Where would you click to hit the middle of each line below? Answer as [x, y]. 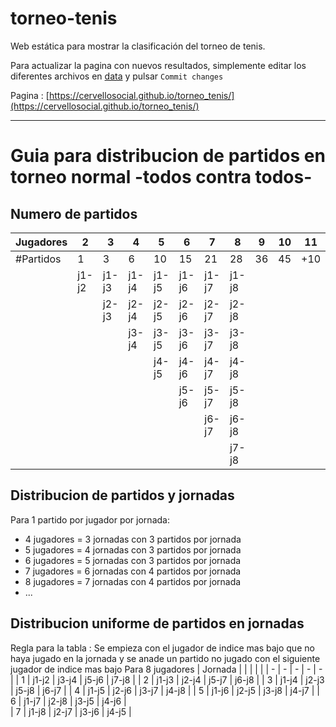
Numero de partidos [74, 213]
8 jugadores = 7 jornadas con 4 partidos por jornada [133, 581]
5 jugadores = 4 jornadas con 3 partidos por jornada [133, 549]
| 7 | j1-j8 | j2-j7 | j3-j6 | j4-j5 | [71, 711]
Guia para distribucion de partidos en [168, 156]
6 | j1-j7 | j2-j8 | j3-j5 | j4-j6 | [68, 701]
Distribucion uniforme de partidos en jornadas [157, 623]
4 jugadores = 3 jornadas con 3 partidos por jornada [133, 539]
